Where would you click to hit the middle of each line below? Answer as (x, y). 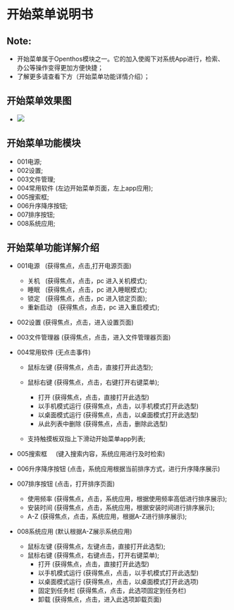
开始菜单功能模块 (44, 143)
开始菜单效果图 (39, 101)
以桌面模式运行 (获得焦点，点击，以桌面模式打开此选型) (118, 415)
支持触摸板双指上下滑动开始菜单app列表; (86, 439)
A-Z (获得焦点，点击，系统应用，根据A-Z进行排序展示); (107, 517)
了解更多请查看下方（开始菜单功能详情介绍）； (83, 76)
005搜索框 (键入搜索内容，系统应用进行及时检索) (91, 454)
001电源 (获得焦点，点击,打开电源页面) (74, 266)
